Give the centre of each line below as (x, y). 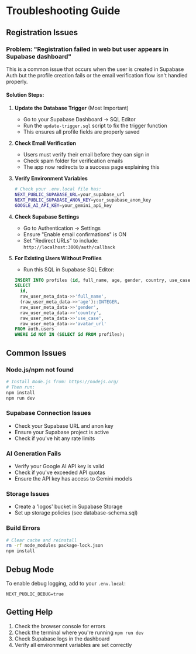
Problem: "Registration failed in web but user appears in (87, 49)
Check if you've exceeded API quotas (60, 472)
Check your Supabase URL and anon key (64, 425)
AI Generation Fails (34, 454)
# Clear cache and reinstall (42, 540)
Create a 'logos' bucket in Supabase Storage (68, 507)
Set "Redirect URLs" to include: (61, 240)
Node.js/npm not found (40, 369)
